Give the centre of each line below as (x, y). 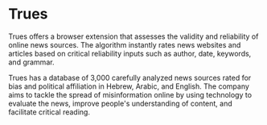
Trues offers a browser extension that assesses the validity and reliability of (133, 36)
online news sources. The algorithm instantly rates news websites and (125, 44)
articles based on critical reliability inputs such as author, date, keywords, (130, 53)
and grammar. (31, 62)
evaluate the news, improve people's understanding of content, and (121, 103)
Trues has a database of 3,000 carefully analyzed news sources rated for (130, 77)
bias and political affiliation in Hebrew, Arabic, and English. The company (129, 86)
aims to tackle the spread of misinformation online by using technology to (130, 94)
